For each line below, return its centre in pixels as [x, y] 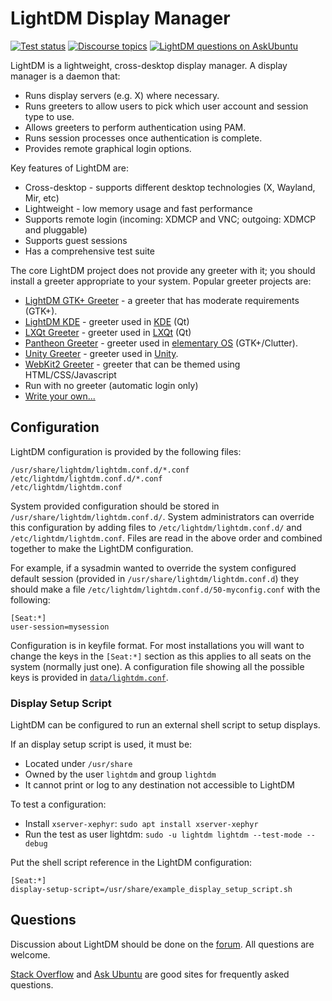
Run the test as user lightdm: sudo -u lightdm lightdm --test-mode [163, 834]
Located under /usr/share [78, 764]
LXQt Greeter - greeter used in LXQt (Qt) [108, 332]
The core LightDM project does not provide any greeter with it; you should [163, 270]
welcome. [30, 954]
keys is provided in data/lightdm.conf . [89, 677]
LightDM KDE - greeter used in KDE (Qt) [107, 321]
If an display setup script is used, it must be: [101, 744]
